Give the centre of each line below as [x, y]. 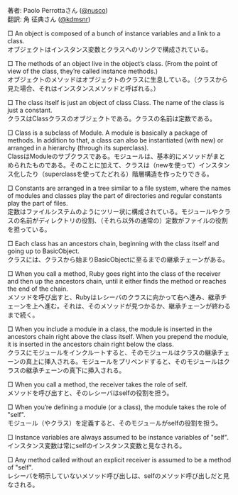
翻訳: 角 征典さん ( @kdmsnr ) [49, 19]
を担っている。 [29, 229]
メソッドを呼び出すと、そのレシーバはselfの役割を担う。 [90, 393]
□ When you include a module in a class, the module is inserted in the [110, 329]
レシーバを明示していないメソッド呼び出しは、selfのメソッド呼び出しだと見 [118, 476]
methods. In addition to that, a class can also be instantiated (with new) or [115, 140]
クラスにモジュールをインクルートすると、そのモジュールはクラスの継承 [113, 352]
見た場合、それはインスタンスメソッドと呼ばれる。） [83, 88]
